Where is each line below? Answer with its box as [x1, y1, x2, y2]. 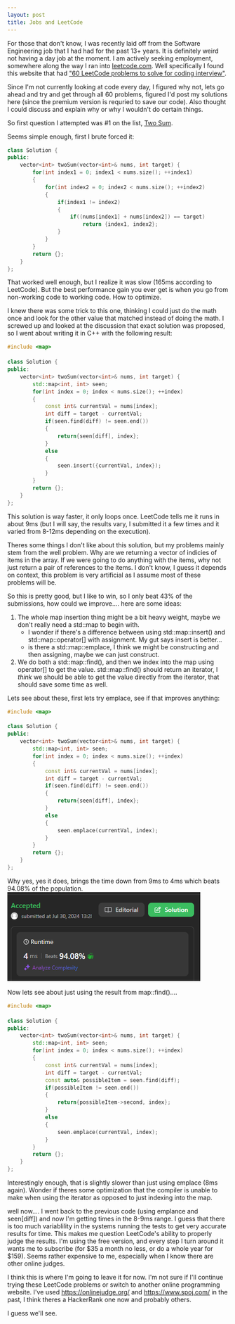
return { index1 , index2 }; [82, 221, 159, 228]
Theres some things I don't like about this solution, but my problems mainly [7, 540, 224, 549]
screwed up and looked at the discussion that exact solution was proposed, [7, 322, 226, 330]
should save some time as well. [17, 680, 108, 689]
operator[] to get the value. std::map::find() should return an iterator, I [17, 665, 218, 673]
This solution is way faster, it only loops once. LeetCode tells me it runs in [7, 512, 220, 521]
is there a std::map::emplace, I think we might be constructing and [27, 642, 220, 651]
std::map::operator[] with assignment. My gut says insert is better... [27, 635, 222, 644]
